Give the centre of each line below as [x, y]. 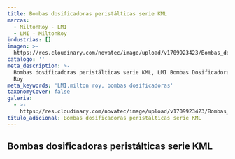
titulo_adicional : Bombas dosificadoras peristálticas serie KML [104, 118]
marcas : [19, 20]
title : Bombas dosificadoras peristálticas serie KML [87, 14]
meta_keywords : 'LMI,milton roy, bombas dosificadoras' [90, 85]
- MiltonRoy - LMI [41, 27]
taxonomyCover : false [39, 92]
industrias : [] [29, 40]
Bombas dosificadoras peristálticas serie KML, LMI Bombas [101, 72]
